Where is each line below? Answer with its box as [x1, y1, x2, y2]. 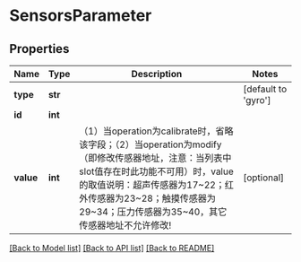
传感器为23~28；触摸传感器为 [88, 192, 217, 205]
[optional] [243, 171, 285, 184]
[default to [243, 83, 288, 95]
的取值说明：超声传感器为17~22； [79, 179, 226, 191]
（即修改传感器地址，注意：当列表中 [79, 152, 232, 164]
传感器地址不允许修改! [79, 219, 172, 231]
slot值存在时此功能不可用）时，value [79, 165, 235, 178]
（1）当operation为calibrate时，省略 [79, 125, 235, 137]
